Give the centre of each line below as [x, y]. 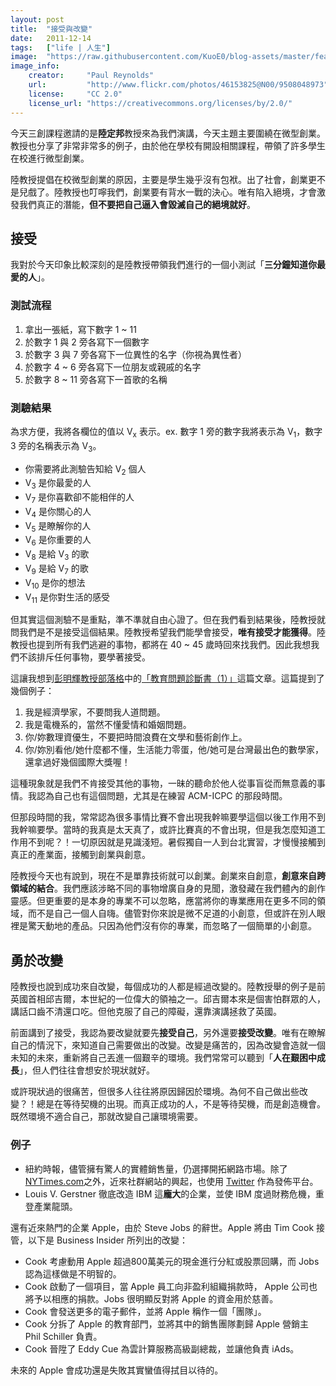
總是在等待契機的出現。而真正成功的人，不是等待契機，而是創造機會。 [181, 1104]
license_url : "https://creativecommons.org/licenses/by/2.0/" [160, 103]
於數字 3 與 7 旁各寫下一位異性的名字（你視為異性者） [136, 354]
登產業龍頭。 [51, 1206]
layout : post [37, 19]
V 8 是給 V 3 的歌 [57, 555]
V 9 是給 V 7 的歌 [56, 569]
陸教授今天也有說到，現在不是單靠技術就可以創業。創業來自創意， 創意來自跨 [168, 876]
